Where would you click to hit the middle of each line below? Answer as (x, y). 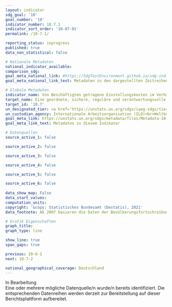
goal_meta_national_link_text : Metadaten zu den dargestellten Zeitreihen (87, 81)
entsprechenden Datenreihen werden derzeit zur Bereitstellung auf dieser (83, 293)
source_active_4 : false (31, 165)
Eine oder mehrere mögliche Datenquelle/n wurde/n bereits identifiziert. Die (85, 288)
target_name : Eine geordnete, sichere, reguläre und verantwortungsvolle (86, 100)
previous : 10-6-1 (24, 254)
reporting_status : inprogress (38, 43)
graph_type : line (24, 231)
